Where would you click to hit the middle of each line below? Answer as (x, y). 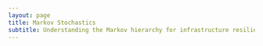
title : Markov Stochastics (52, 23)
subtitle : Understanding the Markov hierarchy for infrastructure (119, 30)
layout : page (29, 15)
